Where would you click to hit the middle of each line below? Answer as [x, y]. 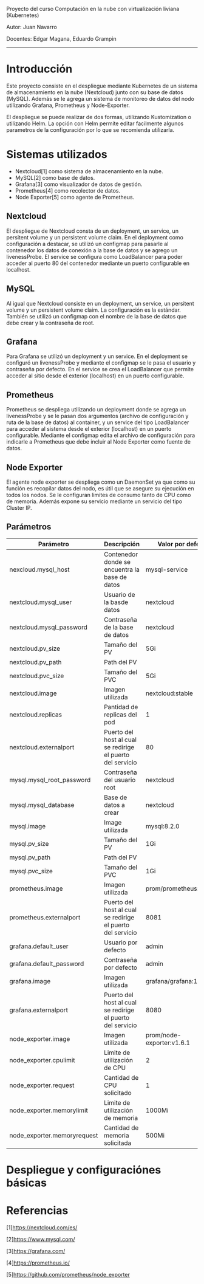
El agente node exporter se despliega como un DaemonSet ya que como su [101, 482]
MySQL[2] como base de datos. [55, 177]
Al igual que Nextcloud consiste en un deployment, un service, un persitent [100, 303]
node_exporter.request [42, 1085]
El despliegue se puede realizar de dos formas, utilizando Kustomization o [99, 117]
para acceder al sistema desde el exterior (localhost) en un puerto [89, 429]
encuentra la [122, 569]
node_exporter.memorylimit [49, 1110]
